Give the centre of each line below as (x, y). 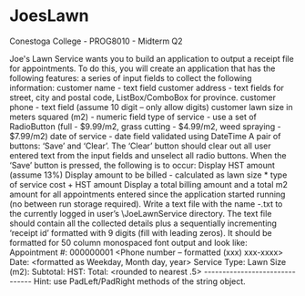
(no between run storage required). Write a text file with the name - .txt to (146, 204)
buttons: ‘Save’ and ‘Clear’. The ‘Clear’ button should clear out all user (140, 146)
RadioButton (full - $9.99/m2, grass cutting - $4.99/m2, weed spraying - (145, 126)
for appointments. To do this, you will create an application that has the (142, 68)
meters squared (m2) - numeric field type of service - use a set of (133, 117)
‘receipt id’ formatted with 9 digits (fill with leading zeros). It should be (141, 232)
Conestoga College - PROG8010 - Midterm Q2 (97, 41)
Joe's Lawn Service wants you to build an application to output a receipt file (152, 58)
